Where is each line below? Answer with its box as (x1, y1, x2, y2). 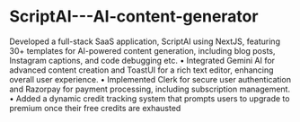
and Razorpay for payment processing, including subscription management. (9, 83, 290, 94)
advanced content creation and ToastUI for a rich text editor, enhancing (9, 65, 274, 75)
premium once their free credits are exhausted (9, 102, 181, 113)
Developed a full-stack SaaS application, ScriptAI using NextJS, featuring (9, 36, 281, 47)
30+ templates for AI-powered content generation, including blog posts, (9, 45, 276, 56)
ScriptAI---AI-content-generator (9, 6, 259, 27)
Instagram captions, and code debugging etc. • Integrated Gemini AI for (9, 55, 276, 65)
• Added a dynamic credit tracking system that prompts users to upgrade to (9, 92, 290, 104)
